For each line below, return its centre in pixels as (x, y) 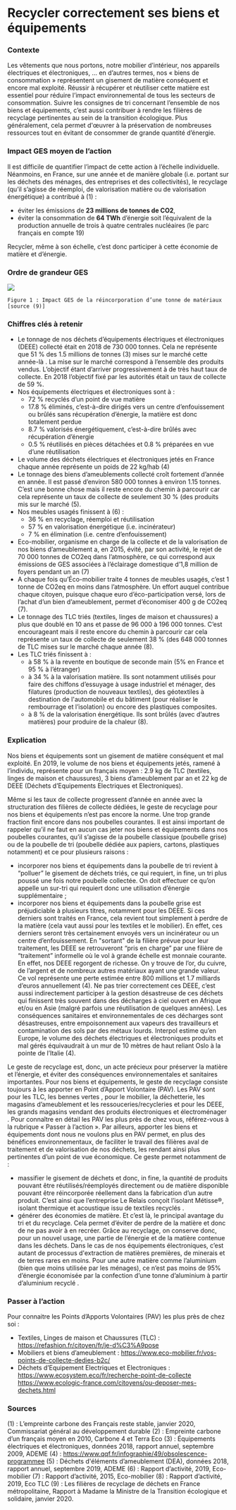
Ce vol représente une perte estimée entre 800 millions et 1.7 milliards (119, 978)
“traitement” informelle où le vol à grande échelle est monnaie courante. (122, 955)
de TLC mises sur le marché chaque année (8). (86, 647)
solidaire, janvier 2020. (41, 1499)
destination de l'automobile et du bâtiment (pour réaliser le (113, 700)
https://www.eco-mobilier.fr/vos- (169, 1353)
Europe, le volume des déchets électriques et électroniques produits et (120, 1038)
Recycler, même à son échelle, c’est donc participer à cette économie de (113, 246)
